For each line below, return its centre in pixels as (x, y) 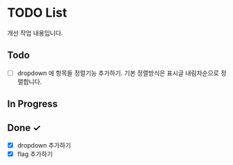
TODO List (37, 13)
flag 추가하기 (35, 154)
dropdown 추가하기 (44, 146)
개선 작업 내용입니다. (35, 33)
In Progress (32, 104)
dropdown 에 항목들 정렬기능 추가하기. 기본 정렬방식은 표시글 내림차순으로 (118, 73)
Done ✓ (24, 128)
